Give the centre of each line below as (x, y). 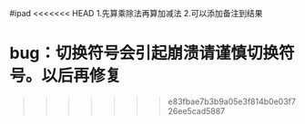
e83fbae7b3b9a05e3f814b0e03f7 (232, 101)
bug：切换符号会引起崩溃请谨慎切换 (144, 53)
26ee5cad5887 (197, 110)
